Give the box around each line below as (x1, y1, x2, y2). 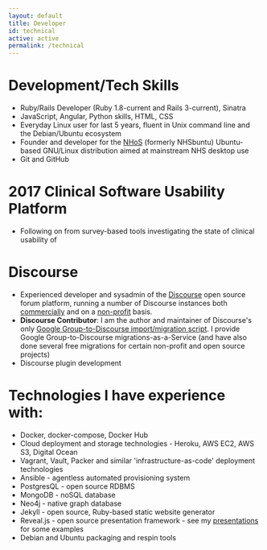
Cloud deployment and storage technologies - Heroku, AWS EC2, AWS (19, 438, 255, 448)
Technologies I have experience (8, 387, 226, 405)
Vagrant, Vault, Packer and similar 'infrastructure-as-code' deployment (19, 456, 256, 465)
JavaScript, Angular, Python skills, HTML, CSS (19, 112, 174, 122)
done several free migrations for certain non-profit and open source (19, 341, 245, 350)
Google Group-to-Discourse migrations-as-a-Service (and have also (19, 332, 248, 342)
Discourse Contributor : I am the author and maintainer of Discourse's (19, 315, 252, 325)
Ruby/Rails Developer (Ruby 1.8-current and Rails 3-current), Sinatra (19, 103, 247, 113)
